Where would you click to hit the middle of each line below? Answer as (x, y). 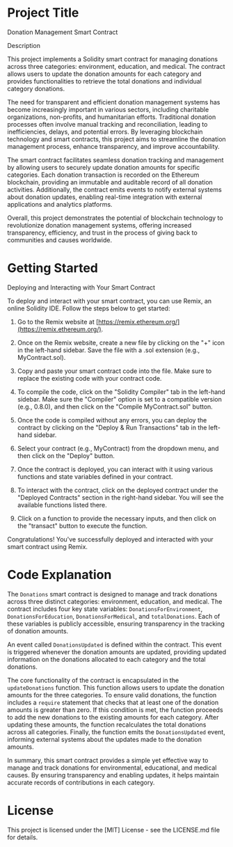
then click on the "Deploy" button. (66, 456)
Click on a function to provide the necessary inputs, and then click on (117, 518)
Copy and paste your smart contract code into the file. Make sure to (114, 371)
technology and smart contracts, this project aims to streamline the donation (116, 139)
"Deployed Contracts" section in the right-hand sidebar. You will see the (120, 497)
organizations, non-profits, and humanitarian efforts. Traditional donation (112, 117)
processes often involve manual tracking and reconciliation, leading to (107, 124)
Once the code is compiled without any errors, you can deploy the (112, 420)
